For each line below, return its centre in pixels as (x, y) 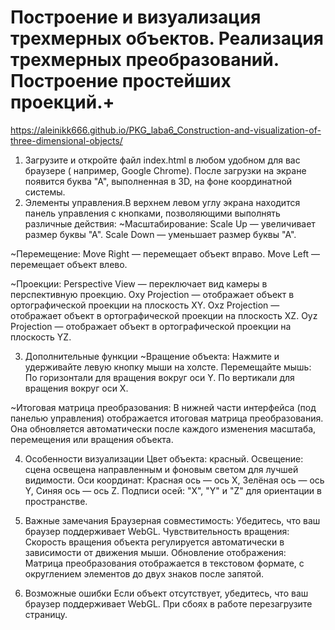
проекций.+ (62, 102)
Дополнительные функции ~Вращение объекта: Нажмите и (152, 356)
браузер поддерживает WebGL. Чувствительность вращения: (157, 531)
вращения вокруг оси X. (76, 388)
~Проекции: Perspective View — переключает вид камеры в (139, 283)
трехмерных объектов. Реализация (167, 38)
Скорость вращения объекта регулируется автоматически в (154, 542)
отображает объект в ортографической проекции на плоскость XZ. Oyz (164, 315)
